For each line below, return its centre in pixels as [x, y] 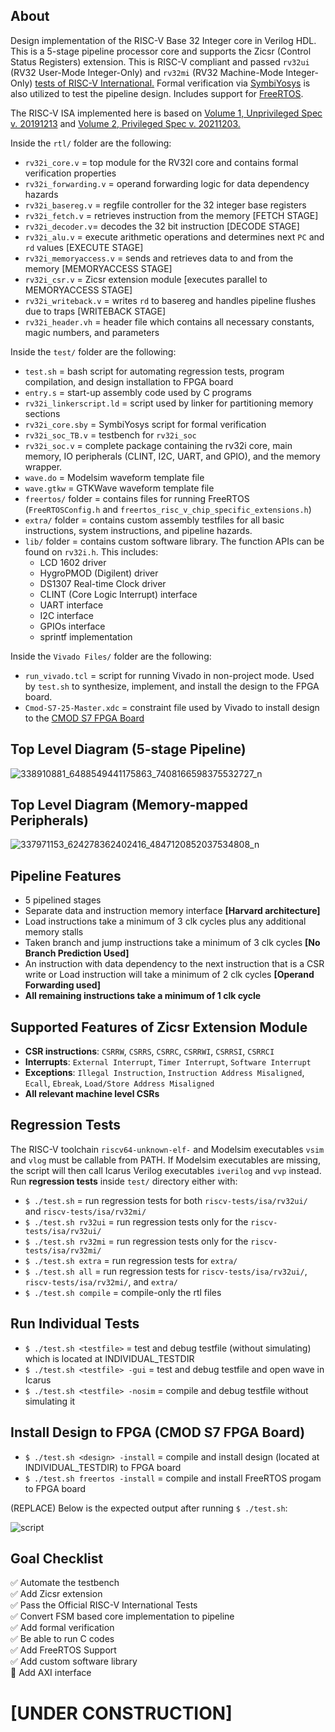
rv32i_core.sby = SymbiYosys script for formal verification [145, 424]
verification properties [70, 173]
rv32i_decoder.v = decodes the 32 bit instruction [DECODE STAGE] [162, 226]
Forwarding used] [63, 985]
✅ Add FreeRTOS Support [63, 1650]
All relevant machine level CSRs [92, 1094]
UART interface [71, 605]
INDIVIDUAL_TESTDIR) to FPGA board [103, 1467]
